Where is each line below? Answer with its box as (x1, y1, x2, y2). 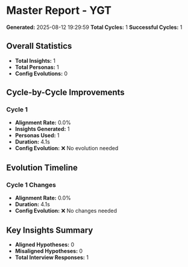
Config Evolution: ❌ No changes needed (14, 207, 117, 215)
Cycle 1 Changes (6, 180, 56, 189)
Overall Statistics (6, 41, 72, 51)
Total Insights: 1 (14, 57, 56, 64)
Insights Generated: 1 (14, 125, 70, 133)
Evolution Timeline (6, 162, 78, 172)
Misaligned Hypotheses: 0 (14, 247, 83, 254)
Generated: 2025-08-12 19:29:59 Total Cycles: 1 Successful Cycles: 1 (6, 24, 183, 31)
